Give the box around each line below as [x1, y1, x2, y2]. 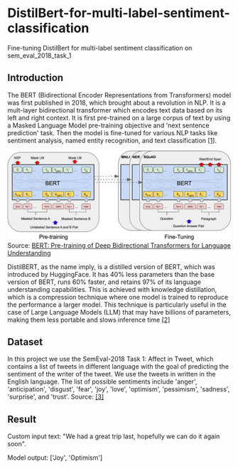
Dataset [7, 336, 43, 348]
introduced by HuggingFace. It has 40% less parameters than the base [7, 270, 215, 278]
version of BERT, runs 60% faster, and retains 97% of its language [7, 278, 201, 286]
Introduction [7, 72, 64, 84]
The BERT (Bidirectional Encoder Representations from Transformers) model [7, 90, 232, 99]
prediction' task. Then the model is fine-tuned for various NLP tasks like [7, 128, 218, 137]
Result [7, 413, 37, 425]
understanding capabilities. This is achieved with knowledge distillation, [7, 285, 217, 293]
